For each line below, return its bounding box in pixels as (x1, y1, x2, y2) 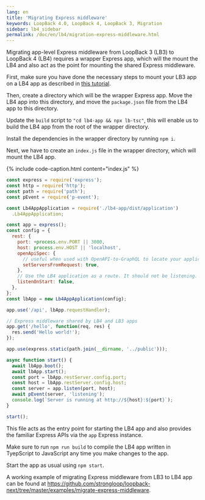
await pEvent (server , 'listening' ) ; (12, 391, 105, 398)
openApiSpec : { (17, 250, 56, 256)
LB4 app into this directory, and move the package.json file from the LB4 (6, 99, 188, 106)
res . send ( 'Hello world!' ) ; (12, 329, 81, 335)
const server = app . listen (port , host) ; (12, 386, 116, 392)
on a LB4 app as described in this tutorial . (6, 80, 111, 88)
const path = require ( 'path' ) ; (6, 188, 86, 195)
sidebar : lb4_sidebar (6, 26, 62, 32)
